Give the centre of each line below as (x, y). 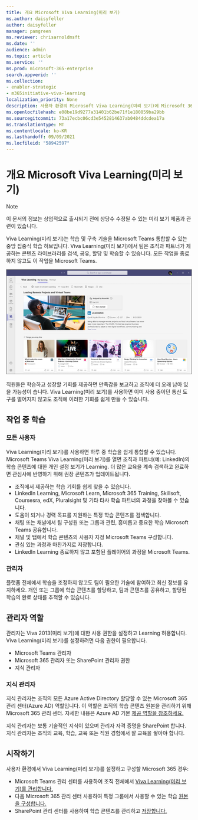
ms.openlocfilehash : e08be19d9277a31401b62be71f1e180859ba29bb (85, 112)
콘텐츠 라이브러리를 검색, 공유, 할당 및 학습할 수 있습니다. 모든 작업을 (100, 253)
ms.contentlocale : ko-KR (37, 131)
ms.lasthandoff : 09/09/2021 (41, 137)
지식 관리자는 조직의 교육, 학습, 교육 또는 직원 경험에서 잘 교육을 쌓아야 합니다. (95, 733)
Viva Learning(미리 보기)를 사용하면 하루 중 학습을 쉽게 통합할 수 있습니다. (91, 452)
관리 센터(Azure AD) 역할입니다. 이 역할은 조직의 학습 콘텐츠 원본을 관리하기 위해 (99, 706)
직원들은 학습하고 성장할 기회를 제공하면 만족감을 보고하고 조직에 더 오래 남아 (94, 384)
